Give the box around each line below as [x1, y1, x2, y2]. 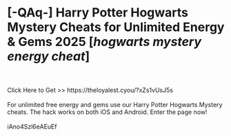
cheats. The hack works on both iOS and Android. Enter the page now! [7, 108, 208, 116]
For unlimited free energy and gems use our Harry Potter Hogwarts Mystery [7, 100, 223, 109]
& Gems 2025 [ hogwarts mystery [7, 34, 202, 49]
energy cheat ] [7, 49, 90, 65]
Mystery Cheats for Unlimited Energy [7, 19, 225, 35]
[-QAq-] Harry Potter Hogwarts [7, 5, 188, 21]
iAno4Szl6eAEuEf [7, 122, 57, 131]
